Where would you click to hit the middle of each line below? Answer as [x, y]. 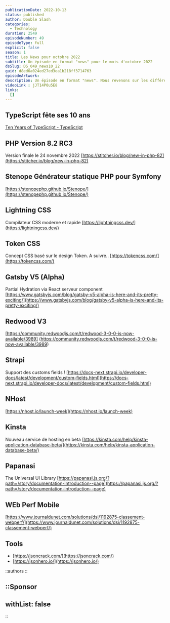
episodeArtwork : [22, 76]
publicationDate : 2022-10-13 [36, 10]
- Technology [24, 29]
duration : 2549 [21, 33]
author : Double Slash [28, 19]
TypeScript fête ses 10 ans [48, 115]
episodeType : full [25, 43]
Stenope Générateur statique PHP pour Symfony [83, 177]
